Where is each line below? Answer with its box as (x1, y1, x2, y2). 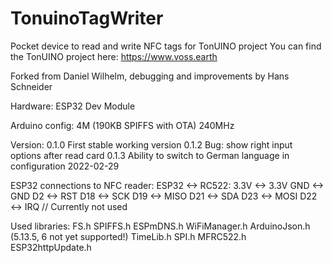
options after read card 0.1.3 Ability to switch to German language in (10, 149, 290, 161)
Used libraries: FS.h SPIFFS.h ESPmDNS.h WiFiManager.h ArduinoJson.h (10, 220, 311, 232)
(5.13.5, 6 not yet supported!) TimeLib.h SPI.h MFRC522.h (10, 230, 247, 242)
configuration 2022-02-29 (10, 160, 120, 172)
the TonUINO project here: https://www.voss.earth (10, 50, 218, 62)
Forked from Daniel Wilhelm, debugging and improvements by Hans (10, 70, 290, 82)
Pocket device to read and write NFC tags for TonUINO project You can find (10, 40, 322, 52)
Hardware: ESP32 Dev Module (10, 100, 136, 112)
